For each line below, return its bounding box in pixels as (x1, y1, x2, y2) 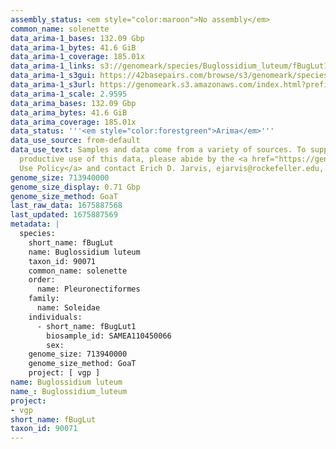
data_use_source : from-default (10, 136, 141, 146)
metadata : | (10, 219, 60, 230)
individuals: (28, 312, 83, 322)
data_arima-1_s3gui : (10, 71, 97, 81)
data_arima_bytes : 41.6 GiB (10, 107, 128, 118)
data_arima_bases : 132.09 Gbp (10, 98, 137, 108)
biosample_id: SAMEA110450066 (46, 331, 172, 341)
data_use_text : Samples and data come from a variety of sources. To (10, 145, 307, 155)
